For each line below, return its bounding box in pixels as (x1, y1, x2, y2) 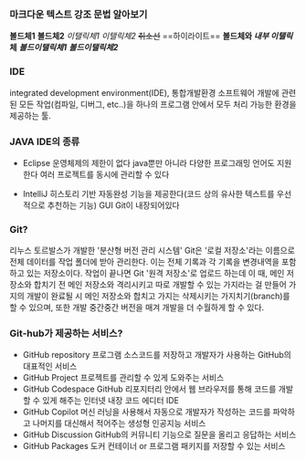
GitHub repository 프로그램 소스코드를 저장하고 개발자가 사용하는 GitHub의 (22, 350, 292, 361)
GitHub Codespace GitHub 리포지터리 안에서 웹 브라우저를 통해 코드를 (22, 383, 277, 394)
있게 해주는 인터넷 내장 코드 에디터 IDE (42, 395, 180, 406)
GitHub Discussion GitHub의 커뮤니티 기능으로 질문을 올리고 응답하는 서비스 (22, 429, 297, 440)
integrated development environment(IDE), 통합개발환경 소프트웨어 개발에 (9, 87, 280, 98)
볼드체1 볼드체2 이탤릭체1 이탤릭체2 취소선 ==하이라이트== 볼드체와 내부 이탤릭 (9, 30, 293, 42)
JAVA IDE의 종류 (9, 135, 80, 148)
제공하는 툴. (9, 110, 52, 120)
